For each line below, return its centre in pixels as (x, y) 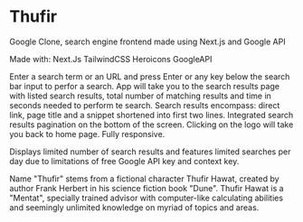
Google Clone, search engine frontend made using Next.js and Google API (148, 42)
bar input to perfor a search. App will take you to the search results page (145, 86)
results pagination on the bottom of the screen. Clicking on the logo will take (151, 125)
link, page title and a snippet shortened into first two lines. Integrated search (151, 115)
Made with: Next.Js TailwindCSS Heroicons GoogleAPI (111, 59)
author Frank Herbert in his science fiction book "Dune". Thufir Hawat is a (147, 188)
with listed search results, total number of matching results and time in (140, 96)
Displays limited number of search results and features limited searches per (150, 152)
